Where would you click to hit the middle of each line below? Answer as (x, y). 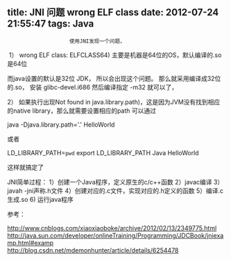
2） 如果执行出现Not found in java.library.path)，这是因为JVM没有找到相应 (114, 102)
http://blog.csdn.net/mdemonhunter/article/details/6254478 (93, 250)
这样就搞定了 (25, 167)
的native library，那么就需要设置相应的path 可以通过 (82, 111)
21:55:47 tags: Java (51, 24)
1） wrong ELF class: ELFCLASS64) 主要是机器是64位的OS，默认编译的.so (115, 55)
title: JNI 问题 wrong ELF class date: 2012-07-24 (113, 13)
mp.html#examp (31, 243)
